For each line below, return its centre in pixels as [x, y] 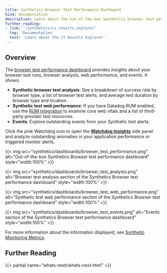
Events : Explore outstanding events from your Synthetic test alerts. [81, 121]
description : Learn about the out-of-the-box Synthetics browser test [80, 19]
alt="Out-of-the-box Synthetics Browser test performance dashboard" [77, 157]
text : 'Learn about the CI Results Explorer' [58, 38]
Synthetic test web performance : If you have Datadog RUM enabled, [83, 105]
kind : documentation [27, 14]
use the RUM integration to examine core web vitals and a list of [78, 111]
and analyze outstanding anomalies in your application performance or [78, 136]
